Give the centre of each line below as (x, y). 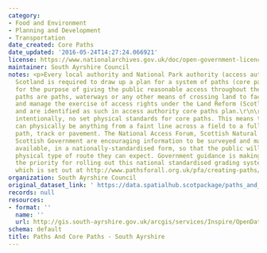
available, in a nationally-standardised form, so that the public (130, 148)
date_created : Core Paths (51, 45)
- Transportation (37, 38)
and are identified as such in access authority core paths (117, 112)
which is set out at (49, 171)
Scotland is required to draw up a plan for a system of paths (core (133, 82)
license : (23, 60)
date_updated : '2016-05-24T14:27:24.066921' (83, 52)
